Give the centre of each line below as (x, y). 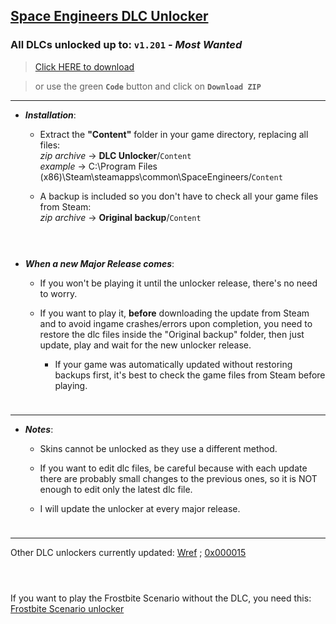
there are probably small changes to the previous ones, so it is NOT (178, 478)
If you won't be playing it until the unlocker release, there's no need (178, 283)
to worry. (58, 293)
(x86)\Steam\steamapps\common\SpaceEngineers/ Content (161, 176)
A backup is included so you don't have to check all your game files (179, 196)
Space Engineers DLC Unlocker (109, 16)
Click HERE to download (84, 66)
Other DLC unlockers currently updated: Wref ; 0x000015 (128, 552)
